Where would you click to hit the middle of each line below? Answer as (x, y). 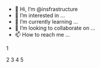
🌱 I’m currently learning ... (46, 22)
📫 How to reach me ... (42, 35)
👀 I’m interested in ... (40, 15)
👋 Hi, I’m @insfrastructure (46, 9)
